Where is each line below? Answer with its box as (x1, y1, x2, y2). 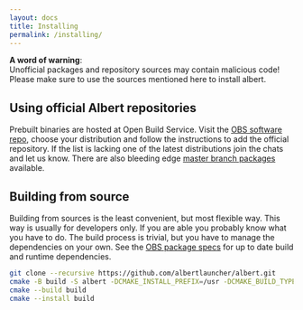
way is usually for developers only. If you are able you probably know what (9, 222, 287, 233)
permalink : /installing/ (9, 30, 103, 39)
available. (9, 163, 45, 174)
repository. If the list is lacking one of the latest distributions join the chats (9, 144, 284, 155)
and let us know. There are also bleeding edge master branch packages (9, 153, 276, 164)
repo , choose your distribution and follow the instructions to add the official (9, 134, 289, 145)
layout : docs (9, 13, 59, 23)
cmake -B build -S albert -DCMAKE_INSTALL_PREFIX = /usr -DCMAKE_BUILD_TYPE (9, 277, 297, 286)
